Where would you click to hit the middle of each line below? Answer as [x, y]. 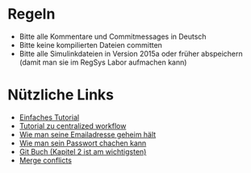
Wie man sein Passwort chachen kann [83, 143]
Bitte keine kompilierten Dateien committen [91, 44]
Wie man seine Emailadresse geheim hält [88, 134]
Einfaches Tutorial [49, 117]
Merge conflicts [45, 160]
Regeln [31, 14]
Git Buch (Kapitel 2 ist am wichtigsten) [83, 151]
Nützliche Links [61, 95]
